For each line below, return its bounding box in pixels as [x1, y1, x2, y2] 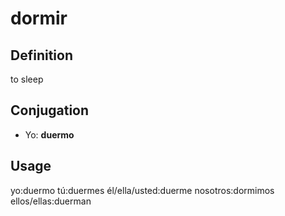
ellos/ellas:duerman [10, 195, 92, 207]
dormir [10, 7, 68, 30]
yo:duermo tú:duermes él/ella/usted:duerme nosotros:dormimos [10, 184, 275, 196]
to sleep [10, 73, 44, 85]
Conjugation [10, 102, 90, 119]
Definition [10, 47, 73, 64]
